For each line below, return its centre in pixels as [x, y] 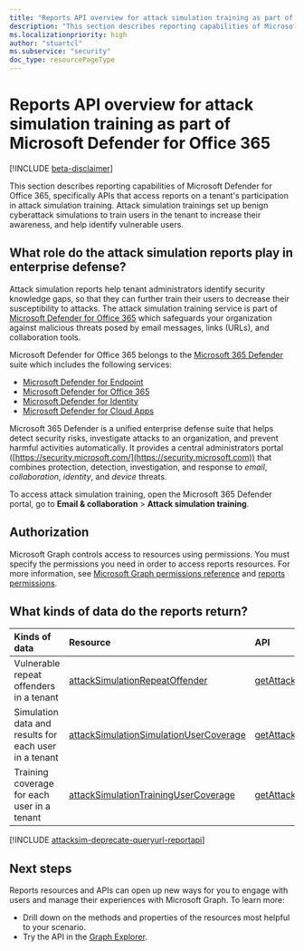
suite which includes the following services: [90, 364]
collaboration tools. [45, 337]
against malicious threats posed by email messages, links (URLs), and [139, 327]
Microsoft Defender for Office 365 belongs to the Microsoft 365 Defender [146, 354]
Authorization [49, 533]
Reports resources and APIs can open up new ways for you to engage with [149, 890]
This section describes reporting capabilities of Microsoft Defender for [141, 186]
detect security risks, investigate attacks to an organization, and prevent [144, 438]
